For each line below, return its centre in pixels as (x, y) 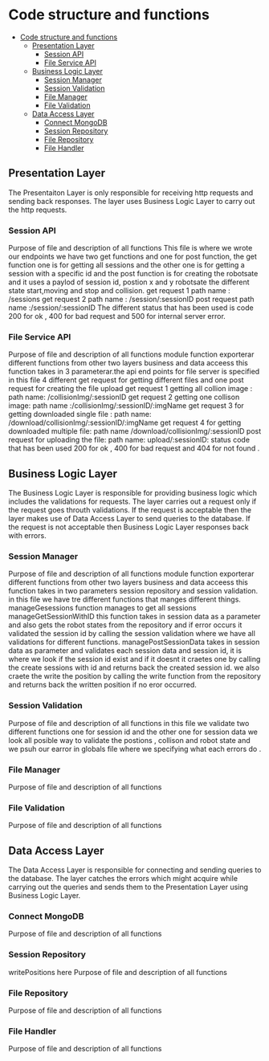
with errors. (27, 536)
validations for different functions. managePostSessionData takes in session (134, 642)
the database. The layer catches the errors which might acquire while (123, 879)
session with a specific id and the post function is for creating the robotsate (133, 274)
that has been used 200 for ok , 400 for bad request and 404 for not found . (134, 448)
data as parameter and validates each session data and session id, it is (125, 651)
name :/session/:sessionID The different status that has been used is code (131, 308)
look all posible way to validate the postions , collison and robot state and (129, 740)
